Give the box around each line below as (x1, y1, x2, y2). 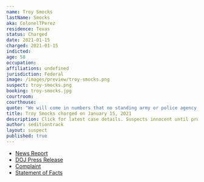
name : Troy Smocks (6, 8, 53, 15)
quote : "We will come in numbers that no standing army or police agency (6, 104, 197, 111)
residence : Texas (6, 25, 50, 32)
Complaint (15, 162, 41, 170)
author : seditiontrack (6, 122, 64, 128)
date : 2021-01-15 (6, 37, 50, 43)
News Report (15, 149, 49, 157)
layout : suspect (6, 127, 47, 133)
